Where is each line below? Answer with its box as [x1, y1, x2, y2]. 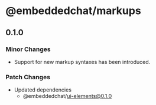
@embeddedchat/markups [5, 4, 141, 18]
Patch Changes [5, 73, 51, 81]
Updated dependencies [14, 86, 72, 93]
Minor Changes [5, 45, 51, 53]
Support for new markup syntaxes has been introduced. [14, 58, 151, 65]
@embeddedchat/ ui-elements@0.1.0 [22, 93, 112, 100]
